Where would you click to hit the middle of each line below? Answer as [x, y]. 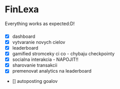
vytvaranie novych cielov [39, 42]
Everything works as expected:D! [40, 24]
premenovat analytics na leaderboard [52, 71]
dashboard [24, 36]
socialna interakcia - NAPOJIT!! [45, 59]
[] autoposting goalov [35, 81]
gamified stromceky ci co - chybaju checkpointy [63, 54]
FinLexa [22, 9]
